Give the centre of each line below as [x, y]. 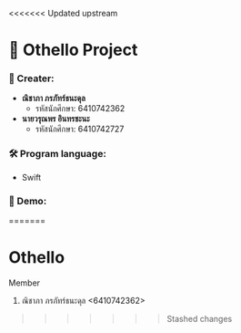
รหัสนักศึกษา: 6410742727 [80, 129]
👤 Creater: [32, 78]
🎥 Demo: [28, 201]
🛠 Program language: [57, 154]
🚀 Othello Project [73, 50]
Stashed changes [200, 319]
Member [25, 283]
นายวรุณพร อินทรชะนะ [55, 119]
